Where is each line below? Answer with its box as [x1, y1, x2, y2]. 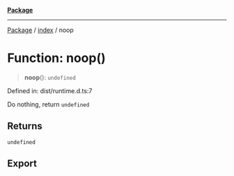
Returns [7, 120, 43, 132]
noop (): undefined [24, 73, 77, 81]
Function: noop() [7, 50, 106, 66]
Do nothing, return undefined [7, 100, 90, 109]
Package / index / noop [7, 26, 75, 34]
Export [7, 158, 37, 170]
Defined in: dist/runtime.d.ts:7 [7, 86, 93, 95]
